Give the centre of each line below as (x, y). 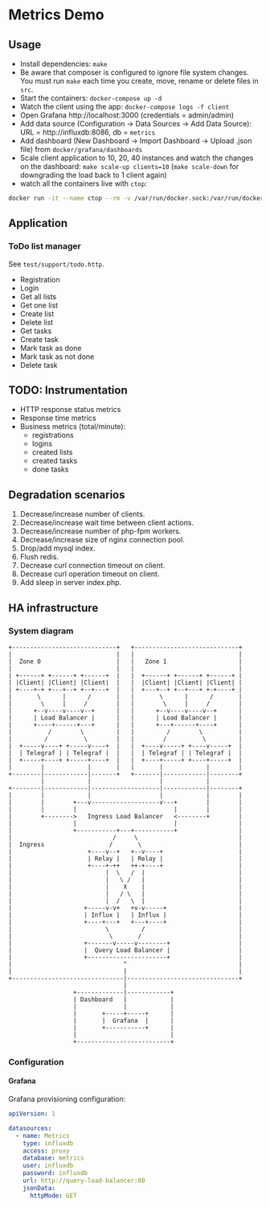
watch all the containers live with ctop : (83, 183)
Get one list (39, 305)
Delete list (37, 322)
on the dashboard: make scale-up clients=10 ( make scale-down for (129, 166)
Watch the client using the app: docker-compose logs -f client (125, 107)
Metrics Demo (56, 15)
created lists (52, 452)
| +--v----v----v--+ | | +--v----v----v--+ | (125, 711)
